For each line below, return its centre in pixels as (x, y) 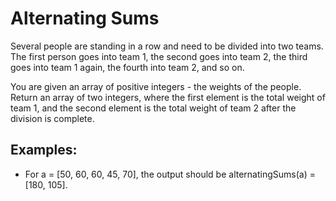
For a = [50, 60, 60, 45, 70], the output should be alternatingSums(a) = (170, 174)
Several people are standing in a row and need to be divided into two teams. (167, 46)
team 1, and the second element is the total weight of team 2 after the (153, 108)
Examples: (44, 150)
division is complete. (52, 118)
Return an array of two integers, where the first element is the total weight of (168, 97)
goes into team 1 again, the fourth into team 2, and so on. (127, 67)
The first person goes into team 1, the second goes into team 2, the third (159, 56)
